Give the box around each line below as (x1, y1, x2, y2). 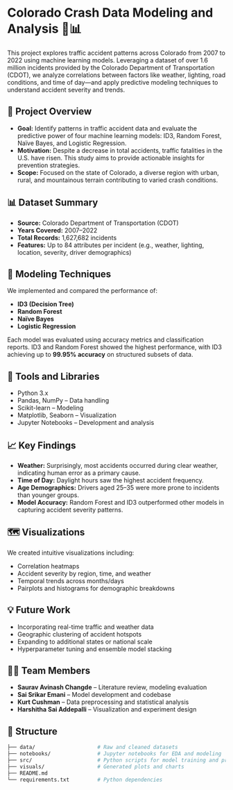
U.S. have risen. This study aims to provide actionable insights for (17, 153, 205, 162)
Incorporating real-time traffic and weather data (17, 623, 154, 631)
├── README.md (7, 769, 49, 777)
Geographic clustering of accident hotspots (17, 630, 142, 638)
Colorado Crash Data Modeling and (7, 5, 214, 21)
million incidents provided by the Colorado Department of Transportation (7, 63, 215, 72)
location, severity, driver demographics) (17, 248, 132, 256)
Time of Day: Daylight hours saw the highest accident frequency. (17, 476, 204, 484)
